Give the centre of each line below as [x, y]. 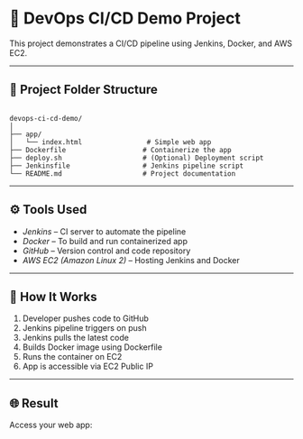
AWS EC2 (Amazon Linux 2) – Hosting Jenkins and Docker [131, 260]
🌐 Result [34, 403]
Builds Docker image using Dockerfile [92, 347]
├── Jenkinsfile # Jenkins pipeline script [127, 166]
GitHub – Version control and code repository [106, 251]
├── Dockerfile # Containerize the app [120, 150]
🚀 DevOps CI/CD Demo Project [125, 18]
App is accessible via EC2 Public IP [87, 366]
